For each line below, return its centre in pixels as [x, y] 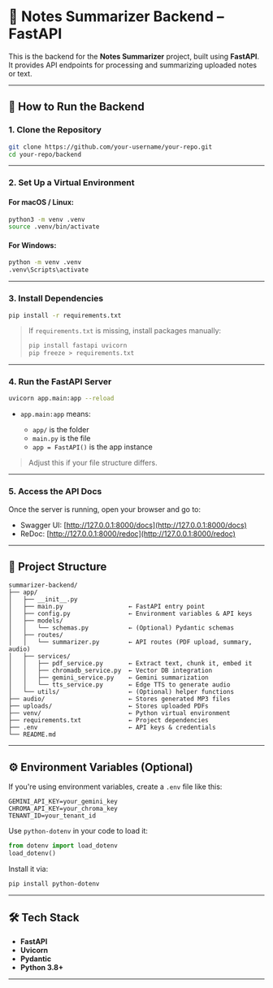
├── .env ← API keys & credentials [113, 728]
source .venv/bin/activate [54, 227]
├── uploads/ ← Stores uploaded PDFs [108, 706]
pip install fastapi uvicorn [78, 346]
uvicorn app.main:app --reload [61, 399]
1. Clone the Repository [55, 130]
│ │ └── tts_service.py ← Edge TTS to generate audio [119, 685]
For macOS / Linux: [41, 201]
